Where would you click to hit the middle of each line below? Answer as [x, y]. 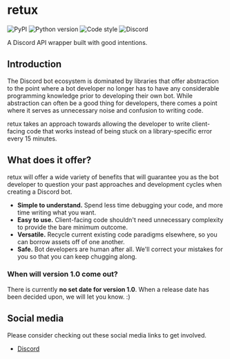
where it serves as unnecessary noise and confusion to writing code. [105, 110]
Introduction [35, 64]
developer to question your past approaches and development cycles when [115, 184]
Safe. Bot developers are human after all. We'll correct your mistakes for [120, 249]
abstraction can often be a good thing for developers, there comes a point [112, 103]
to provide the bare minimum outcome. [72, 227]
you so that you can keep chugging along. [77, 256]
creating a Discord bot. [40, 192]
